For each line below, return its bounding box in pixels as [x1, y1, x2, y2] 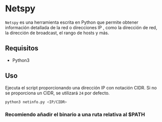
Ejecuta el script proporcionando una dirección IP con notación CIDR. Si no [5, 84, 157, 90]
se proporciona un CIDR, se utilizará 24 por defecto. [5, 90, 110, 96]
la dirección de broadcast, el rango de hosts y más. [5, 30, 109, 36]
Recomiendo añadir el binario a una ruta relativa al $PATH [5, 111, 145, 118]
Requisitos [5, 44, 38, 52]
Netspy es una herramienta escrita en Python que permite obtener [5, 19, 139, 25]
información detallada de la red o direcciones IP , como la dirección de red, [5, 24, 158, 30]
